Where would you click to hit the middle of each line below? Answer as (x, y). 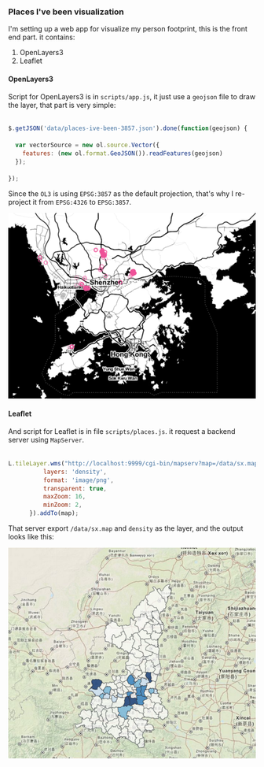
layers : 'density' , (75, 472)
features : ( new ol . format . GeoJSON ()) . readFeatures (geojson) (123, 154)
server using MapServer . (46, 440)
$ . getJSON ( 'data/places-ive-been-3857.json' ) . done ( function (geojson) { (128, 128)
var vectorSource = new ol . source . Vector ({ (87, 145)
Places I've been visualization (66, 12)
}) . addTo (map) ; (54, 513)
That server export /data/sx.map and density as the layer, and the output (126, 528)
